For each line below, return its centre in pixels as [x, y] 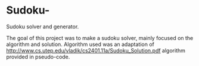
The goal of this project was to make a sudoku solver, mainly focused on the [100, 38]
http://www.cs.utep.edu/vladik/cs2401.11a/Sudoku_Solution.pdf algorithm [96, 50]
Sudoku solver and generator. [43, 27]
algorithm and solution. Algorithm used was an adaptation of [80, 44]
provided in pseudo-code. [38, 57]
